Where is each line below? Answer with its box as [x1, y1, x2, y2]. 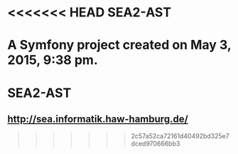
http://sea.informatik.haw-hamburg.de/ [7, 113, 188, 125]
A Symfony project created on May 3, [7, 37, 232, 53]
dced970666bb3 [131, 140, 180, 148]
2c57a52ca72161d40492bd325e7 [131, 132, 229, 140]
